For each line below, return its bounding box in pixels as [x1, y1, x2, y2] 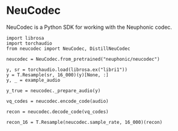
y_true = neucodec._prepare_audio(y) [6, 88, 101, 94]
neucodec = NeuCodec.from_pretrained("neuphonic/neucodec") [6, 56, 161, 62]
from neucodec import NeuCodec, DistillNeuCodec [6, 46, 130, 52]
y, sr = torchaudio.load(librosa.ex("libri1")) [6, 67, 128, 73]
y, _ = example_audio [6, 77, 61, 83]
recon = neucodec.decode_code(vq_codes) [6, 109, 109, 115]
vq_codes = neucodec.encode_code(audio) [6, 98, 109, 104]
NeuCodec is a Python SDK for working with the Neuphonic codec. [6, 23, 173, 31]
